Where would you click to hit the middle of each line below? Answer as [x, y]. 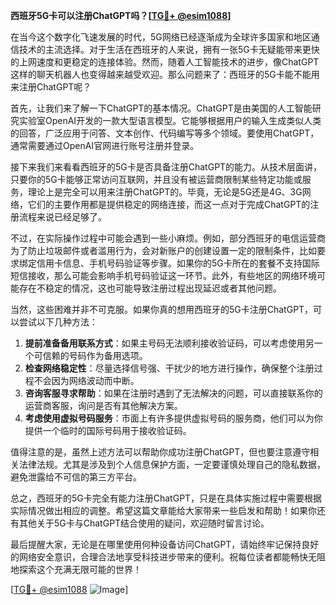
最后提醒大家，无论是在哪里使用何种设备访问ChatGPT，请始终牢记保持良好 [165, 544]
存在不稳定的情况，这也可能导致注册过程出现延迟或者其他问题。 [150, 288]
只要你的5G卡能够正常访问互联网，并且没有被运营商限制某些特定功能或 [156, 179]
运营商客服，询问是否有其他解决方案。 [103, 405]
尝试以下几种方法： [58, 322]
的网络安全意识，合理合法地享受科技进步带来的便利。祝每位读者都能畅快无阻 [168, 557]
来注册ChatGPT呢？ [51, 87]
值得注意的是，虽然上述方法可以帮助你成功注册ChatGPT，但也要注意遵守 [160, 452]
